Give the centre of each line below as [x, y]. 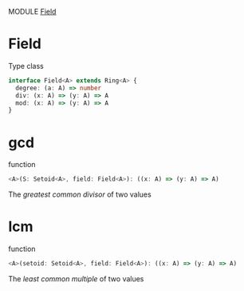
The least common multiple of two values [76, 278]
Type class [26, 66]
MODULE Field [32, 12]
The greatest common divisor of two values [80, 194]
